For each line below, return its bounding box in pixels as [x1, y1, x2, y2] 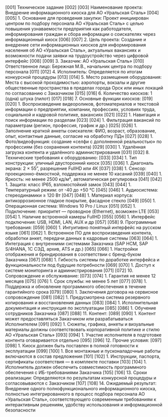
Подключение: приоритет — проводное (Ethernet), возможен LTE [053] [5, 208, 159, 214]
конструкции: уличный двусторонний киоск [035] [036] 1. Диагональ [5, 160, 154, 166]
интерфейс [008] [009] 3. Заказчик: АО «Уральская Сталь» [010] [5, 58, 144, 64]
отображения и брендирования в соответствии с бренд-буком [5, 251, 141, 257]
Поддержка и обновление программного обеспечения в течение [5, 284, 146, 290]
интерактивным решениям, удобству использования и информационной [5, 402, 162, 407]
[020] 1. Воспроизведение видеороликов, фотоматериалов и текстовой [5, 101, 159, 107]
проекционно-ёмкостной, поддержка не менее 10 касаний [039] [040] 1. [5, 171, 162, 176]
